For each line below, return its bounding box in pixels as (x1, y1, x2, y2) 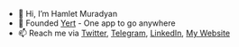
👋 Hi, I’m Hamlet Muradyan (17, 9, 118, 19)
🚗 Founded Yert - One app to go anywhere (17, 18, 176, 28)
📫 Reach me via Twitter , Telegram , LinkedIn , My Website (17, 27, 231, 38)
